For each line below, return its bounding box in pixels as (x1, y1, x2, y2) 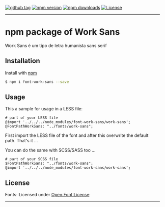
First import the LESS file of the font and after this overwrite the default (5, 132, 149, 138)
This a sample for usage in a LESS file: (5, 106, 82, 112)
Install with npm (5, 70, 37, 76)
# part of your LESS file (5, 115, 58, 120)
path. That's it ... (5, 138, 38, 144)
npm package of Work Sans (5, 26, 120, 38)
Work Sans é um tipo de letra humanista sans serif (5, 42, 107, 49)
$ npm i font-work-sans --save (5, 79, 69, 84)
